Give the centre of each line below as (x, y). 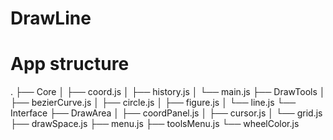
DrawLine (51, 18)
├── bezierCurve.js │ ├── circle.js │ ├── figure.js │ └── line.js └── (153, 103)
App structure (70, 64)
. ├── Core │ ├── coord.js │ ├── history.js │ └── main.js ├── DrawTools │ (168, 92)
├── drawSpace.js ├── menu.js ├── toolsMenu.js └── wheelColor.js (155, 124)
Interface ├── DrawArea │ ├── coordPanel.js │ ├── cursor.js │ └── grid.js (166, 113)
